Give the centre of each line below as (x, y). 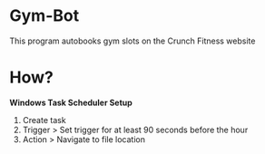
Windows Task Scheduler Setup (71, 102)
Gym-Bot (44, 16)
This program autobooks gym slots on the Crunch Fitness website (132, 41)
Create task (44, 120)
